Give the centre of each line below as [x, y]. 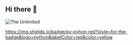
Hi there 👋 [21, 9]
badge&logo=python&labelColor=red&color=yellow [59, 37]
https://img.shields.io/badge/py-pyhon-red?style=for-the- [66, 32]
